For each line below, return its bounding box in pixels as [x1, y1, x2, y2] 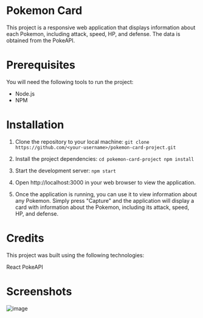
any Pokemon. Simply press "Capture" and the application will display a [15, 197, 194, 204]
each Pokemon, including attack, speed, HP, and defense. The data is [6, 30, 181, 37]
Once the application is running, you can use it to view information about [15, 190, 198, 198]
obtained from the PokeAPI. [6, 37, 75, 44]
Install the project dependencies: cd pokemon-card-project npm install [15, 155, 194, 162]
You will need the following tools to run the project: [6, 78, 134, 85]
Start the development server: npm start [15, 167, 117, 174]
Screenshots [6, 284, 72, 299]
